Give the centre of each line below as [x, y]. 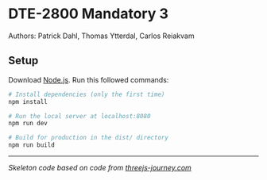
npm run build [32, 145]
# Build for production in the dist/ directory [89, 138]
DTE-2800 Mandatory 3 [89, 14]
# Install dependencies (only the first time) [87, 94]
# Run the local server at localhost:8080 [79, 116]
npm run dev [28, 124]
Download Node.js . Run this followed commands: [89, 79]
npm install [28, 101]
